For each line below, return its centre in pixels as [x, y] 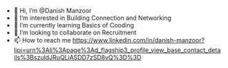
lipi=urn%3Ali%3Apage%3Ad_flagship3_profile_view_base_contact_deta [117, 50]
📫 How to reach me [42, 40]
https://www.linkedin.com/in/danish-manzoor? [139, 40]
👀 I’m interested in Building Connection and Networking [92, 18]
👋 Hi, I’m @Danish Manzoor [53, 11]
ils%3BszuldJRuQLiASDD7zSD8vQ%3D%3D [77, 57]
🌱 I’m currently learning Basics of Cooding [74, 25]
